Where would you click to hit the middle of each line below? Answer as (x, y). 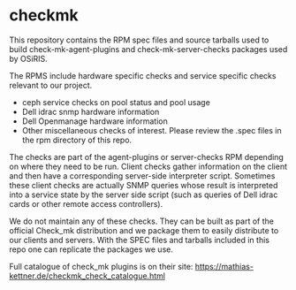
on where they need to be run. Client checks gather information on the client (148, 166)
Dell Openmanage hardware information (95, 121)
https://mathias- (224, 266)
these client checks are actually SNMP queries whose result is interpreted (144, 185)
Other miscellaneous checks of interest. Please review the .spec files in (152, 130)
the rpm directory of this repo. (77, 140)
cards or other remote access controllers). (86, 203)
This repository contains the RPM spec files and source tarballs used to (139, 40)
